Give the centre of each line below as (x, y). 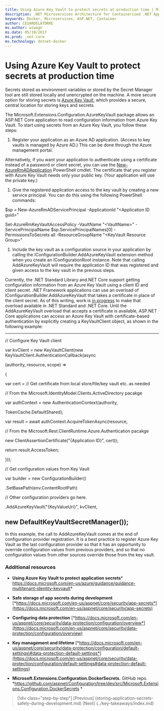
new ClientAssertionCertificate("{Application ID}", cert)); (62, 440)
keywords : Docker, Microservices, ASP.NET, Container (61, 19)
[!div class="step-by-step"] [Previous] (55, 698)
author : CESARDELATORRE (29, 23)
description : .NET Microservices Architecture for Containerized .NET (78, 14)
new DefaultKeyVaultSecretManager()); (67, 522)
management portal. (32, 150)
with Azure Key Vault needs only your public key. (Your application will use (80, 175)
